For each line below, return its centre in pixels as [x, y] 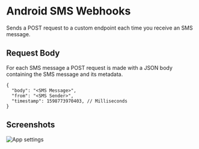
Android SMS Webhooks [69, 11]
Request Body [33, 53]
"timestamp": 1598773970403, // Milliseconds [70, 101]
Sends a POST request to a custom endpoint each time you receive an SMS [100, 28]
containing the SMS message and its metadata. [65, 74]
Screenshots [31, 125]
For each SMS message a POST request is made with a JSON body [90, 68]
